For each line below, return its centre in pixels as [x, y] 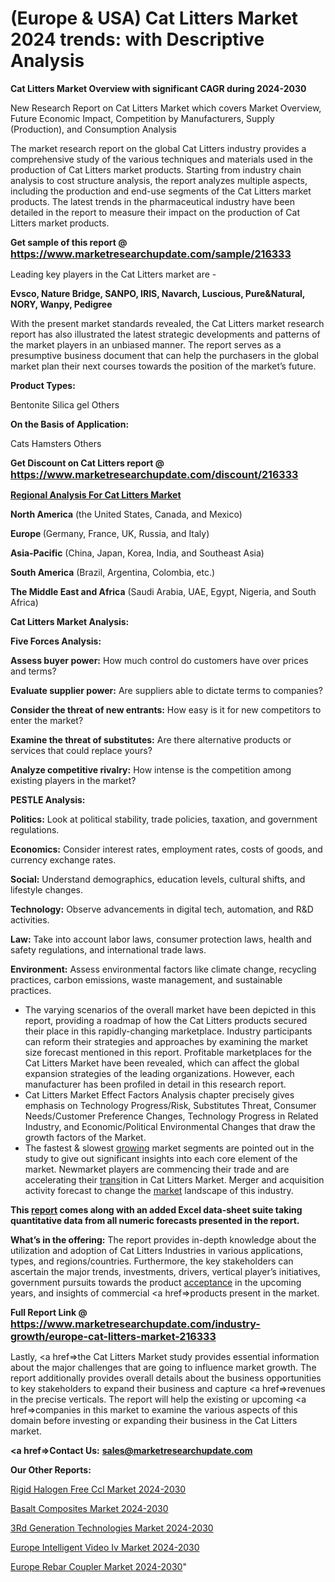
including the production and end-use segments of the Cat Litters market [161, 191]
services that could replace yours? [81, 750]
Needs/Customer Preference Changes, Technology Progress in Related [171, 1116]
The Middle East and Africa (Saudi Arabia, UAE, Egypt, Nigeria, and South [163, 591]
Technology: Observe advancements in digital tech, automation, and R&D [162, 909]
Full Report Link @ [49, 1312]
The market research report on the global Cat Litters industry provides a [158, 148]
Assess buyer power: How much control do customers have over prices [159, 660]
